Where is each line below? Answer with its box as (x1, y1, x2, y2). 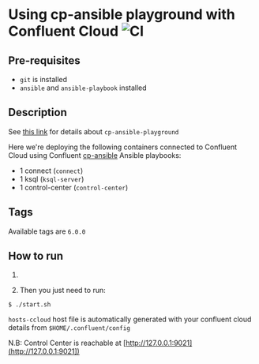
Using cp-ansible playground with (8, 6, 235, 24)
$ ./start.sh (8, 301, 51, 309)
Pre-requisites (8, 54, 81, 67)
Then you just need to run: (19, 286, 106, 295)
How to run (8, 250, 64, 263)
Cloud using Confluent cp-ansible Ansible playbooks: (8, 150, 182, 159)
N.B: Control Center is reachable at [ (8, 338, 126, 348)
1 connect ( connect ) (19, 166, 84, 175)
